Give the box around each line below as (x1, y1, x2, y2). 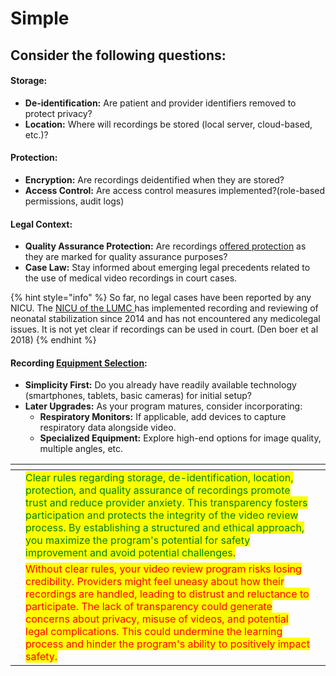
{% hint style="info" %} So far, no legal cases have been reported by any (10, 292, 312, 304)
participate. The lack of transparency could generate (25, 600, 273, 614)
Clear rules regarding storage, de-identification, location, (25, 471, 294, 485)
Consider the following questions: (10, 47, 227, 64)
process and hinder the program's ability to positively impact (25, 637, 310, 651)
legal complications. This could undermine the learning (25, 625, 283, 639)
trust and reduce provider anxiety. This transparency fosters (25, 496, 308, 510)
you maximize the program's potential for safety (25, 533, 251, 547)
